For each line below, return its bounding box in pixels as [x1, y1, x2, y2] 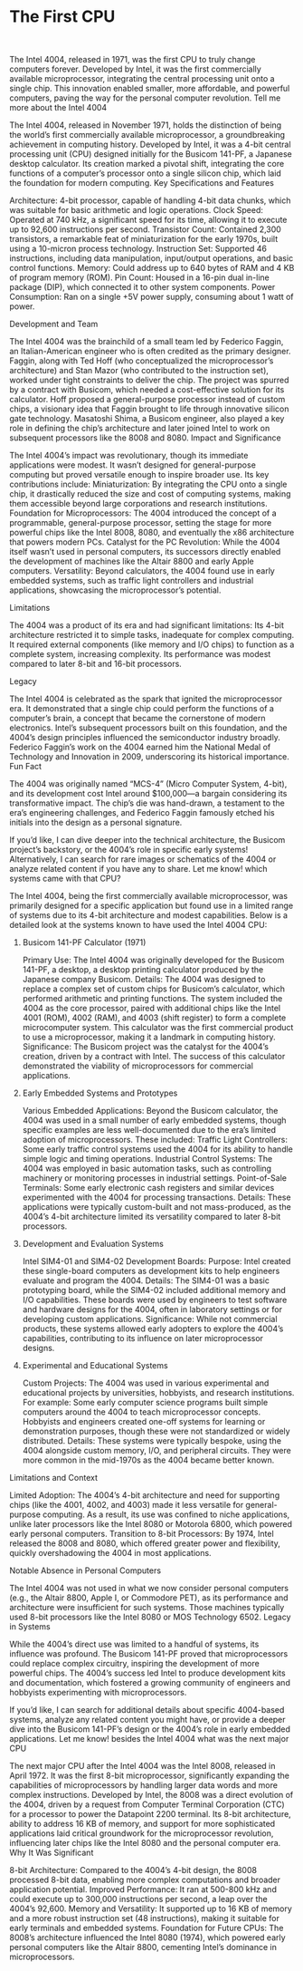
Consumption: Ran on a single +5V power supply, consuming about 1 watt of [9, 291, 294, 302]
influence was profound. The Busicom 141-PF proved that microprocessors [9, 1647, 289, 1659]
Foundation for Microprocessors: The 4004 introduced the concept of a [9, 507, 278, 518]
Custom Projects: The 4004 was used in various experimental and [22, 1377, 270, 1388]
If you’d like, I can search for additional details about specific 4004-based [9, 1704, 285, 1715]
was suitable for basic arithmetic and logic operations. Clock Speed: [9, 204, 264, 215]
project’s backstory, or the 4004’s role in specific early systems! [9, 844, 249, 855]
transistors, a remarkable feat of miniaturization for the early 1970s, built [9, 233, 279, 244]
